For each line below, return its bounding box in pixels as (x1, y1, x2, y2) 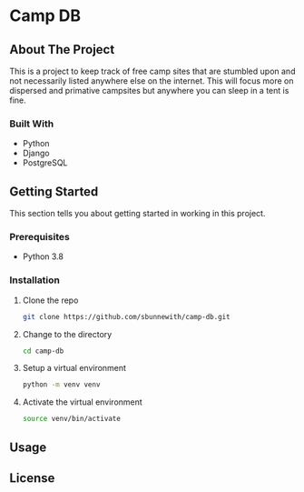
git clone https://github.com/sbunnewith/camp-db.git (22, 312, 230, 321)
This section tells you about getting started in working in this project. (9, 208, 266, 219)
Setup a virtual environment (22, 363, 127, 374)
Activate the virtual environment (22, 397, 142, 407)
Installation (9, 274, 61, 286)
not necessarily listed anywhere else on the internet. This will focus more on (9, 75, 294, 86)
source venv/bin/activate (22, 415, 121, 424)
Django (22, 147, 50, 159)
